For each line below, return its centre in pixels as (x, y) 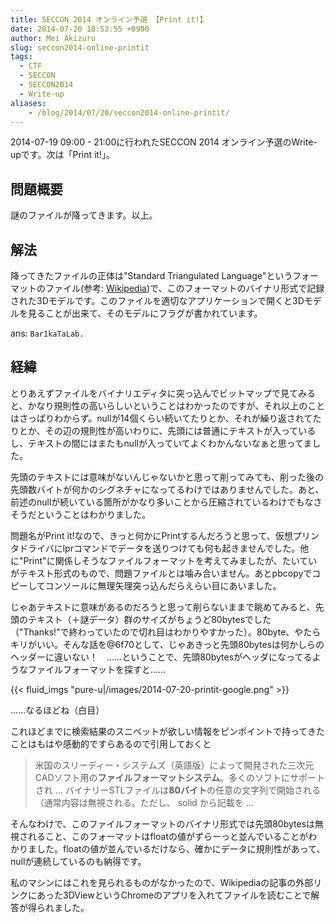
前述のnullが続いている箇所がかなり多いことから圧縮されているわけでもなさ (166, 502)
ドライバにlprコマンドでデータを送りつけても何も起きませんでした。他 (164, 548)
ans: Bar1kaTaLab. (47, 333)
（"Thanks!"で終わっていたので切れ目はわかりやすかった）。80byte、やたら (166, 632)
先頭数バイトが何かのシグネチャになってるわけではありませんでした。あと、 (167, 489)
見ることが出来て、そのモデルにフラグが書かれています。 (145, 313)
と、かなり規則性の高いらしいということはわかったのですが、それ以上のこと (168, 405)
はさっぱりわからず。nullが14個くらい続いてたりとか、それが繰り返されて (161, 418)
